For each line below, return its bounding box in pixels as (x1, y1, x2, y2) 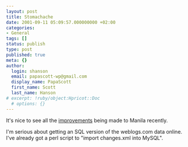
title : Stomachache (6, 14, 54, 20)
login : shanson (11, 68, 48, 74)
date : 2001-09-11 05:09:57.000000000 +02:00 (6, 19, 116, 25)
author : (6, 62, 25, 69)
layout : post (6, 8, 38, 15)
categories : (6, 24, 35, 31)
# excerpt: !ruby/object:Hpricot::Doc (6, 95, 100, 101)
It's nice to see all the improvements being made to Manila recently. (6, 117, 168, 124)
